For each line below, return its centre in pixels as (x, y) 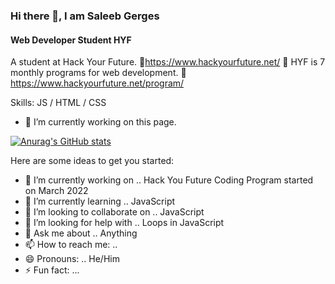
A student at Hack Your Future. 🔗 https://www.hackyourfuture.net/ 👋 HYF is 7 (168, 62)
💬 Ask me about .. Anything (81, 233)
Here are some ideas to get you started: (92, 161)
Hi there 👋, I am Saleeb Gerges (85, 16)
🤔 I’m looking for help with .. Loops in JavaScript (124, 223)
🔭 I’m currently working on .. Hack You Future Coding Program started (169, 180)
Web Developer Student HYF (71, 40)
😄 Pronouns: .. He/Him (72, 259)
